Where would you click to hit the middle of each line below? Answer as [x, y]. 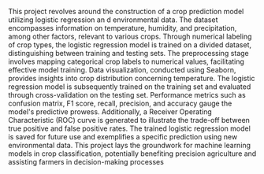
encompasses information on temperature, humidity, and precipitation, [123, 28]
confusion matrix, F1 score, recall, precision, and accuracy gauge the [120, 103]
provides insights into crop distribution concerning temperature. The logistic [132, 78]
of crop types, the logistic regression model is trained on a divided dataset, [130, 45]
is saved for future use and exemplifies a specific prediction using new [123, 137]
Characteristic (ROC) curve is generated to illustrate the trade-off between [129, 120]
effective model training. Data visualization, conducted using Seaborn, [122, 70]
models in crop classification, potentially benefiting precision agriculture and [132, 154]
